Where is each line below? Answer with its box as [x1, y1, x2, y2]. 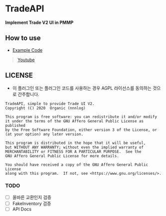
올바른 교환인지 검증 [12, 194, 51, 200]
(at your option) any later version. [5, 131, 84, 137]
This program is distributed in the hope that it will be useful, [5, 140, 146, 145]
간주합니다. [17, 91, 40, 97]
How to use [5, 34, 41, 42]
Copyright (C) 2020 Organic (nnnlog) [5, 106, 86, 110]
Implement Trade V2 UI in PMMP [5, 19, 74, 25]
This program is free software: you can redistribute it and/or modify [5, 114, 157, 119]
